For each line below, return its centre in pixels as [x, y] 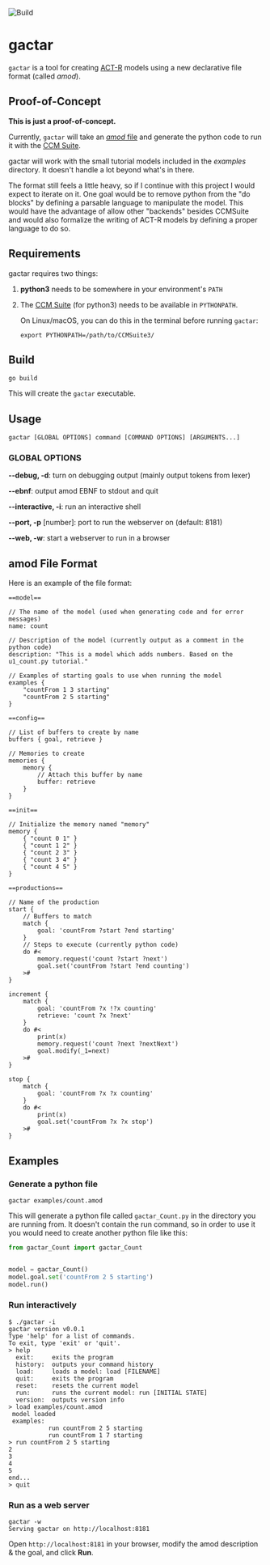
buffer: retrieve [66, 782]
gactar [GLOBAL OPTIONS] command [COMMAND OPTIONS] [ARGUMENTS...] [124, 438]
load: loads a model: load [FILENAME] [88, 1372]
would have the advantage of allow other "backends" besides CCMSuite [129, 211]
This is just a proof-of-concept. [62, 121]
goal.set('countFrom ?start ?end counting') [114, 966]
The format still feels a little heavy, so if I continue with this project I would [132, 185]
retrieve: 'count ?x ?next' [84, 1016]
